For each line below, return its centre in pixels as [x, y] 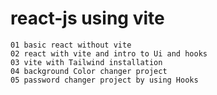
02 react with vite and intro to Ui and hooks [109, 53]
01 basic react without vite [71, 45]
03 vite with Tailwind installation [86, 62]
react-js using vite [87, 18]
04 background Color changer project [89, 71]
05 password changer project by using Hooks [104, 80]
